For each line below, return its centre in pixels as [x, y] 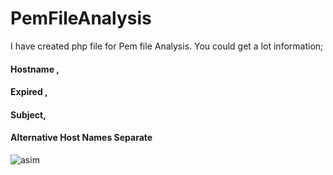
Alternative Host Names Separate [81, 138]
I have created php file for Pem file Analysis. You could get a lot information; [167, 46]
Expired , [29, 92]
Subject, [28, 114]
